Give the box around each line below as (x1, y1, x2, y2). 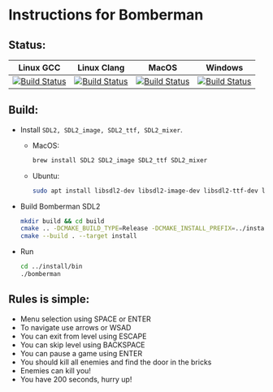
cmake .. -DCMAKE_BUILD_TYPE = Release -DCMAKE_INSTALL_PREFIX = (19, 225, 236, 233)
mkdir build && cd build (19, 217, 105, 225)
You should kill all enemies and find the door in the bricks (19, 357, 212, 367)
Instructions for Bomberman (8, 6, 204, 24)
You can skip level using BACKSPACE (19, 339, 145, 350)
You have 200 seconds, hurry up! (19, 374, 132, 384)
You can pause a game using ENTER (19, 348, 143, 358)
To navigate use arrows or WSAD (19, 322, 132, 332)
